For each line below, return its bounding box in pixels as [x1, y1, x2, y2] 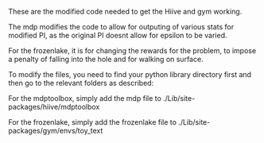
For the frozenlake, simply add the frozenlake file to [8, 118, 177, 126]
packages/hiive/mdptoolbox [8, 102, 100, 111]
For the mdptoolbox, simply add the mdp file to [8, 94, 161, 102]
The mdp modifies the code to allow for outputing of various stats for [8, 22, 235, 31]
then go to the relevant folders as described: [8, 79, 154, 87]
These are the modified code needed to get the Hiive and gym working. [8, 7, 243, 16]
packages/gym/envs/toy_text [8, 126, 103, 135]
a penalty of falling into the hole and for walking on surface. [8, 55, 204, 64]
